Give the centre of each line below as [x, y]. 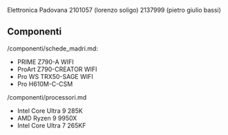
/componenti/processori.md [47, 97]
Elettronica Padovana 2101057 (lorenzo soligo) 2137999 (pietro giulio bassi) [114, 10]
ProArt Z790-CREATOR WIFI [57, 69]
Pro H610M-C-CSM [45, 84]
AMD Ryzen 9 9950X [47, 118]
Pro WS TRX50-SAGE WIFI [55, 76]
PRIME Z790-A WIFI [45, 62]
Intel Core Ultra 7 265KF [51, 125]
